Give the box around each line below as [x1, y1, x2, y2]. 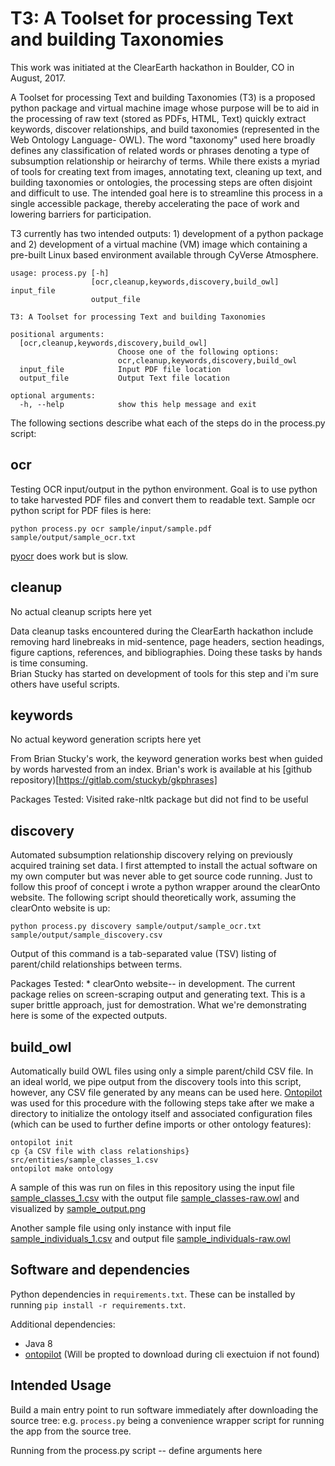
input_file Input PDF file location [19, 364, 222, 374]
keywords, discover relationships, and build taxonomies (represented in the [10, 123, 320, 135]
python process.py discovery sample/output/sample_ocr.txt [10, 922, 262, 932]
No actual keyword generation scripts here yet [10, 733, 202, 746]
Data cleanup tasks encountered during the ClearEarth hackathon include [10, 625, 314, 637]
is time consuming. [10, 657, 88, 669]
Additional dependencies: [10, 1318, 116, 1330]
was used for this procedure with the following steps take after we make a [10, 1097, 315, 1109]
